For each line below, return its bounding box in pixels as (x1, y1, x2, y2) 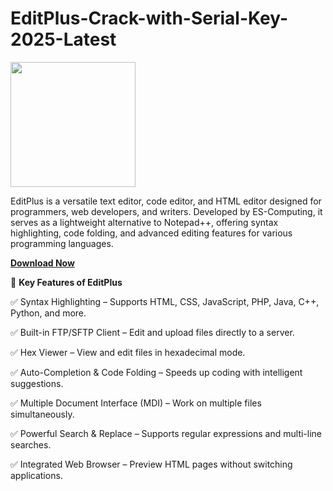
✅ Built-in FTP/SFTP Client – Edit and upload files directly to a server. (10, 326, 295, 338)
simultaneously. (10, 408, 75, 420)
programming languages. (10, 237, 114, 249)
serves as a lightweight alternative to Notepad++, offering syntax (10, 216, 279, 228)
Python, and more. (10, 307, 87, 319)
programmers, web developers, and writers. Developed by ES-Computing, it (10, 205, 323, 217)
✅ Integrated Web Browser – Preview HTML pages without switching (10, 458, 293, 470)
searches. (10, 438, 52, 451)
